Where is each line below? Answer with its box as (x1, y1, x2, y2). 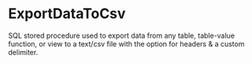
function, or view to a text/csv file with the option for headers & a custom (8, 39, 245, 48)
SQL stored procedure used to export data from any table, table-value (8, 31, 235, 40)
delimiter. (8, 47, 39, 57)
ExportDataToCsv (8, 5, 126, 23)
